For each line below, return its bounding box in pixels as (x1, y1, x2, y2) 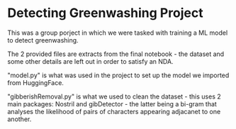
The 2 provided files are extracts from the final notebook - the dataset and (7, 50, 225, 58)
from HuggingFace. (7, 78, 64, 86)
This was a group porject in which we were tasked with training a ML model (7, 28, 228, 37)
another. (7, 115, 32, 123)
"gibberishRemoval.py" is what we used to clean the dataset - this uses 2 (7, 92, 221, 101)
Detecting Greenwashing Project (7, 5, 203, 21)
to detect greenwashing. (7, 35, 79, 44)
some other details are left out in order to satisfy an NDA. (7, 57, 174, 65)
